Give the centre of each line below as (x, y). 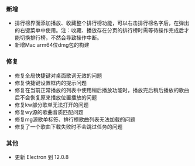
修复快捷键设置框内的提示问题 (50, 82)
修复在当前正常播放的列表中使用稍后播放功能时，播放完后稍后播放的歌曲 (102, 90)
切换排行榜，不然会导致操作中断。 (61, 38)
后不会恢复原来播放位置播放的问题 (56, 97)
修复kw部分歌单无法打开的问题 (52, 105)
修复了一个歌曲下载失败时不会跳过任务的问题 (69, 126)
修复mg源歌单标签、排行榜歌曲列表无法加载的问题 (75, 119)
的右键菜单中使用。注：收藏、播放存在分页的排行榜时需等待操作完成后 (99, 30)
